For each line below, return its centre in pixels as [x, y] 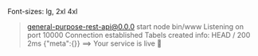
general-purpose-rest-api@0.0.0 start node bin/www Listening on [135, 26]
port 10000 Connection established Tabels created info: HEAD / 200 [139, 35]
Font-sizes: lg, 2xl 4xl [43, 11]
